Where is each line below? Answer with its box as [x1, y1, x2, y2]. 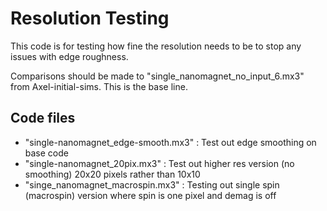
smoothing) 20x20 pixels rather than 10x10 [24, 168, 201, 180]
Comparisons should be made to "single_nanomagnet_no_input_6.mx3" [10, 70, 305, 82]
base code [24, 147, 69, 159]
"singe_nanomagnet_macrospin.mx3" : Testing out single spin [24, 178, 280, 191]
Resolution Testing [10, 7, 170, 30]
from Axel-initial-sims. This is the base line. [10, 80, 188, 92]
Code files [10, 110, 76, 127]
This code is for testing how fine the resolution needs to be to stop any [10, 40, 302, 52]
